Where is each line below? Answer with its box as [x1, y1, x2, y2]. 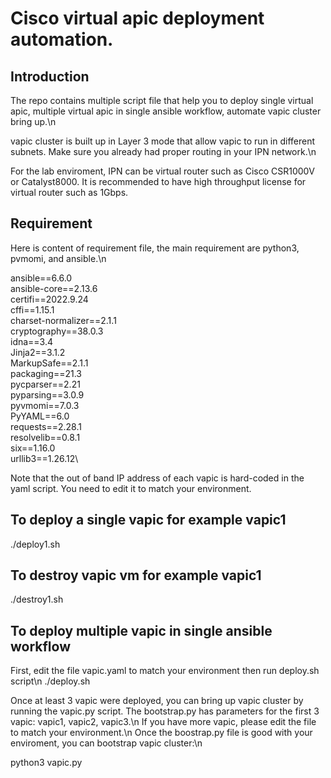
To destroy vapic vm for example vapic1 [10, 567, 262, 584]
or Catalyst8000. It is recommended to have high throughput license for [10, 176, 307, 187]
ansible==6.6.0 [10, 272, 73, 284]
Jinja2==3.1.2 [10, 346, 66, 358]
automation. [10, 28, 114, 51]
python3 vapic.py [10, 757, 83, 769]
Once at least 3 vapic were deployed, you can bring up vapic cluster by [10, 695, 304, 707]
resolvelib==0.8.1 [10, 431, 81, 443]
